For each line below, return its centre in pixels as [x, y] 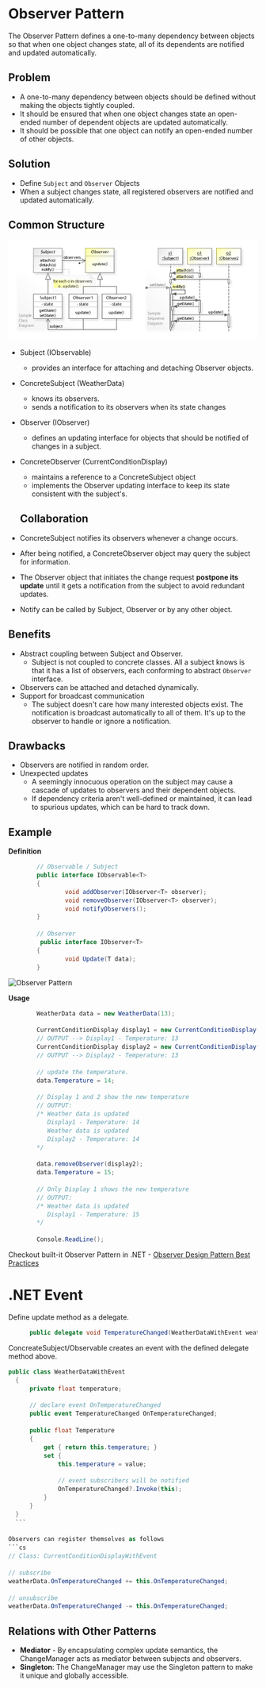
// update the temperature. [83, 1072]
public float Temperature [72, 1431]
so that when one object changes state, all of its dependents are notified [126, 44]
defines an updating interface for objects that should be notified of [140, 437]
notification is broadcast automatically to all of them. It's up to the [139, 712]
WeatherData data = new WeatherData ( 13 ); [106, 1013]
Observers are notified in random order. [84, 765]
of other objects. [47, 139]
